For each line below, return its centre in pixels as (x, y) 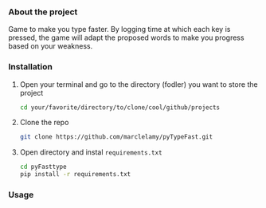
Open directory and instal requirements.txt (91, 152)
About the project (43, 12)
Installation (31, 67)
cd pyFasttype (43, 167)
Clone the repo (44, 123)
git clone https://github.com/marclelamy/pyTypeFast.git (116, 137)
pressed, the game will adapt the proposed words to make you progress (126, 37)
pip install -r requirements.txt (75, 175)
